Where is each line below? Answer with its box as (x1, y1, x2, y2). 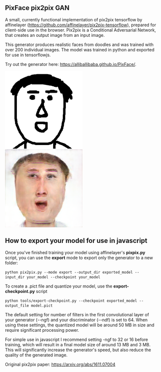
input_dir (5, 275, 25, 279)
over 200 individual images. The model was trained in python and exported (5, 47, 155, 52)
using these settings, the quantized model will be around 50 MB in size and (5, 322, 155, 328)
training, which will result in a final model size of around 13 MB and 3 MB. (5, 341, 151, 347)
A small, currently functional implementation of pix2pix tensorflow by (5, 16, 143, 22)
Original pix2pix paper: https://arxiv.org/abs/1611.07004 (5, 361, 116, 367)
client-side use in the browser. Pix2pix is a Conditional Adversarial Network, (5, 27, 156, 33)
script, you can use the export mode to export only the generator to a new (5, 255, 153, 260)
